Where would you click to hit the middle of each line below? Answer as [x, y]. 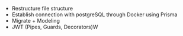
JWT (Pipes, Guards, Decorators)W [55, 27]
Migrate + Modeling [36, 21]
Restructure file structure [42, 8]
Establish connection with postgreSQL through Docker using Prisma [94, 15]
